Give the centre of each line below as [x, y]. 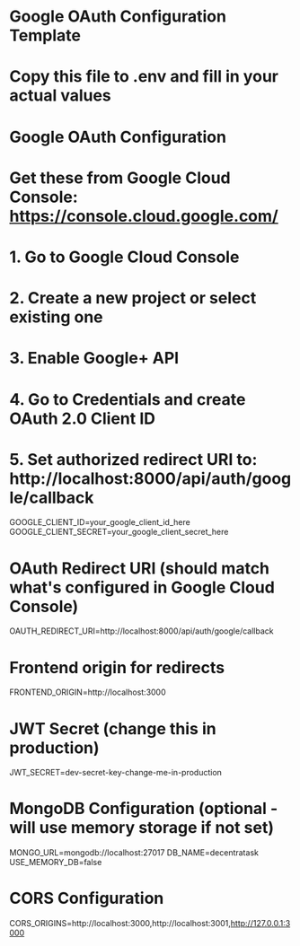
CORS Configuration [87, 898]
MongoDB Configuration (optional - [144, 809]
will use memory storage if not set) [142, 828]
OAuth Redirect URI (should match [140, 568]
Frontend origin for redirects [117, 667]
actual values [61, 96]
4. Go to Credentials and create [128, 399]
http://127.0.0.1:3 [260, 924]
